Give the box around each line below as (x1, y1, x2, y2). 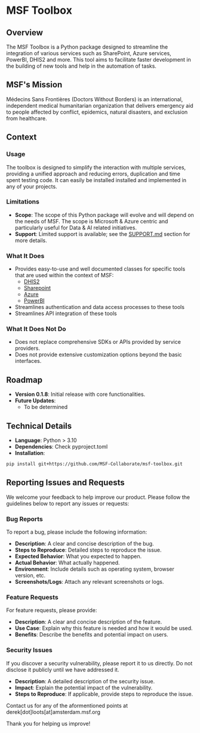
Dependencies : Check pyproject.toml (14, 443, 108, 450)
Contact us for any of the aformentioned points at (6, 702, 128, 709)
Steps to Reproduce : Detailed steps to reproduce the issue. (14, 546, 162, 553)
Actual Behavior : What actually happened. (14, 559, 121, 566)
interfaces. (14, 358, 42, 365)
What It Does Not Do (6, 325, 67, 333)
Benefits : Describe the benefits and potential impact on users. (14, 631, 168, 638)
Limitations (6, 198, 40, 206)
